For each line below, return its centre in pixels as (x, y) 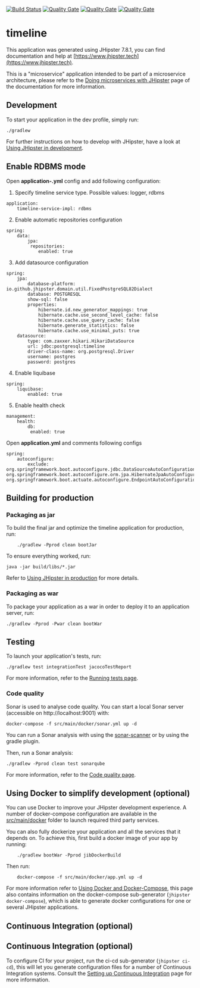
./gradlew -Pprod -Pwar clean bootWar (54, 624)
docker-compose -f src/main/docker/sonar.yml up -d (71, 724)
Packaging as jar (31, 515)
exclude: (38, 464)
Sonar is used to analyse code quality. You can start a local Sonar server (95, 706)
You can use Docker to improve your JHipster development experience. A (96, 808)
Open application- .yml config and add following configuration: (83, 181)
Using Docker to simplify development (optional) (98, 794)
